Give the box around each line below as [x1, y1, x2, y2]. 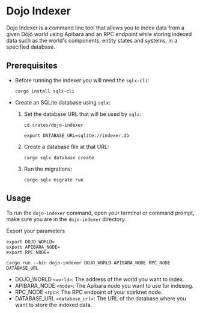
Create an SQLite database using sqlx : [14, 99, 111, 106]
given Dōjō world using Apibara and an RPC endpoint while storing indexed [6, 30, 192, 37]
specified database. [6, 43, 55, 50]
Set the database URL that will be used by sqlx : [23, 110, 142, 118]
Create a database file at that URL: [23, 143, 109, 150]
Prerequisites [6, 61, 58, 71]
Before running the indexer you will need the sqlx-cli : [14, 76, 150, 84]
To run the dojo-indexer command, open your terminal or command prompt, [6, 209, 195, 216]
